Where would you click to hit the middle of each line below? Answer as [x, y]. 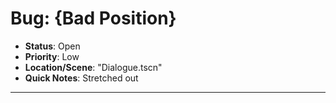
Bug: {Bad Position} [93, 18]
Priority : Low [52, 56]
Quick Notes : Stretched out [81, 78]
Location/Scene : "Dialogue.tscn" [93, 67]
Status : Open [52, 46]
